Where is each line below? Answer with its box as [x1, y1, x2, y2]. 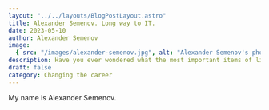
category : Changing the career [8, 71, 113, 79]
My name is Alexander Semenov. [8, 92, 117, 102]
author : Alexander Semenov [8, 33, 98, 42]
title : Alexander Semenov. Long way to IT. [8, 19, 156, 27]
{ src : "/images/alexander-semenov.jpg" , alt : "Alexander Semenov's [15, 49, 249, 57]
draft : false [8, 64, 52, 72]
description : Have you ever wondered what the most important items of [8, 57, 252, 65]
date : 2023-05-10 [8, 26, 66, 34]
